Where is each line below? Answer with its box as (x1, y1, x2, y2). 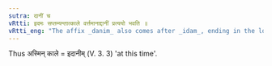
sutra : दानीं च (8, 11, 51, 20)
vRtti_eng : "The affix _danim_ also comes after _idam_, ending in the (8, 27, 255, 35)
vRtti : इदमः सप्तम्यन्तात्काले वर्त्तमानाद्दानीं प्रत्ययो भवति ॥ (8, 19, 148, 27)
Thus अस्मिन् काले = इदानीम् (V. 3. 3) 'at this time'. (8, 49, 158, 59)
